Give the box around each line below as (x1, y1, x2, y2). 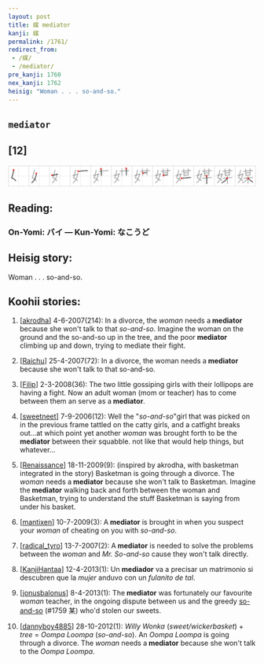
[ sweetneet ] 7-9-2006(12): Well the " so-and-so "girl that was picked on (19, 411, 251, 421)
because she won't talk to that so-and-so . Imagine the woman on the (19, 324, 244, 334)
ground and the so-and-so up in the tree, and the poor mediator (19, 333, 228, 342)
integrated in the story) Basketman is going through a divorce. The (19, 469, 235, 478)
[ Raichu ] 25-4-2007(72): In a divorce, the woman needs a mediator (19, 356, 239, 366)
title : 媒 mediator (8, 20, 71, 29)
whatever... (19, 445, 56, 455)
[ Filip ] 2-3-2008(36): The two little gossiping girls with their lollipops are (19, 380, 254, 389)
